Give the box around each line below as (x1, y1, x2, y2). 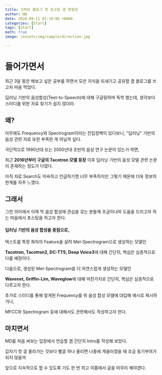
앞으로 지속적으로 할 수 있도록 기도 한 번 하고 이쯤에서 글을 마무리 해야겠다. (5, 365, 146, 371)
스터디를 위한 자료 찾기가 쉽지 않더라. (5, 100, 75, 106)
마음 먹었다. (14, 84, 36, 90)
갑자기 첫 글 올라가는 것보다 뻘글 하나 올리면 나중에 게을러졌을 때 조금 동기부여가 (5, 349, 157, 355)
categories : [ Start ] (5, 20, 47, 26)
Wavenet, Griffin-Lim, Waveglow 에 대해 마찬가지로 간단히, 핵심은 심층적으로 (5, 276, 154, 281)
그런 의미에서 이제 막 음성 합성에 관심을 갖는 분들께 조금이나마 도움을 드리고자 (5, 209, 152, 215)
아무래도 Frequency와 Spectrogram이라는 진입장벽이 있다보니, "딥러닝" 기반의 (5, 130, 155, 136)
